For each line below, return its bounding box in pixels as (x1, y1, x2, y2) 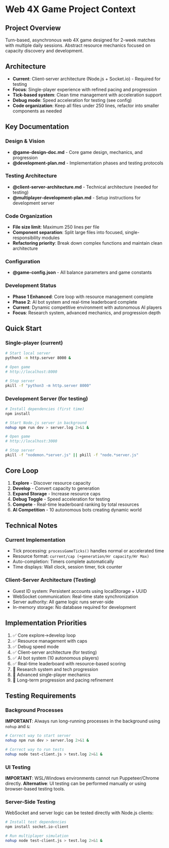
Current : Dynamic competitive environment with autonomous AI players (12, 304, 162, 310)
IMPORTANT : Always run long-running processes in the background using (5, 718, 160, 724)
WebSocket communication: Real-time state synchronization (12, 593, 139, 599)
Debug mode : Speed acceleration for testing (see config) (12, 97, 132, 103)
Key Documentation (5, 123, 69, 131)
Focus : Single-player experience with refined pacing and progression (12, 86, 157, 92)
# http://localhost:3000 (5, 439, 58, 444)
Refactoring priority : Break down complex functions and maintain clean (12, 240, 162, 246)
